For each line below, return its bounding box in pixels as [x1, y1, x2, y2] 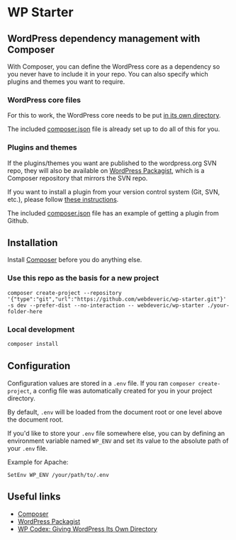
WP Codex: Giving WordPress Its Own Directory [17, 524, 157, 533]
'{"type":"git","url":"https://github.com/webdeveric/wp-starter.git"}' [7, 296, 227, 303]
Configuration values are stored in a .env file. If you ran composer [7, 378, 196, 387]
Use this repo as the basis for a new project [7, 274, 159, 283]
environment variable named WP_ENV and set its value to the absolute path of [7, 437, 229, 445]
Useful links [7, 490, 62, 503]
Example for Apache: [7, 458, 69, 466]
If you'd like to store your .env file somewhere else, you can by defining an [7, 429, 225, 437]
